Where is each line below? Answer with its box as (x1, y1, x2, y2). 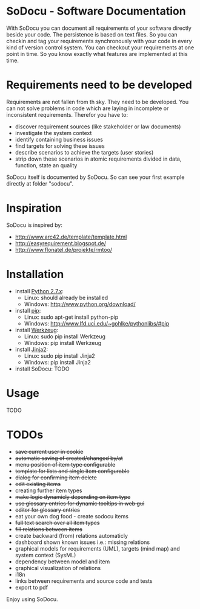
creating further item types (15, 487, 82, 494)
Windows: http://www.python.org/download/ (24, 300, 136, 308)
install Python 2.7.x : (15, 287, 64, 294)
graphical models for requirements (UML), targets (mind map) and (15, 545, 180, 552)
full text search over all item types (15, 519, 100, 526)
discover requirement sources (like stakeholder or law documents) (15, 123, 181, 130)
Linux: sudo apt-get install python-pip (24, 313, 119, 321)
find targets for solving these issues (15, 142, 105, 150)
